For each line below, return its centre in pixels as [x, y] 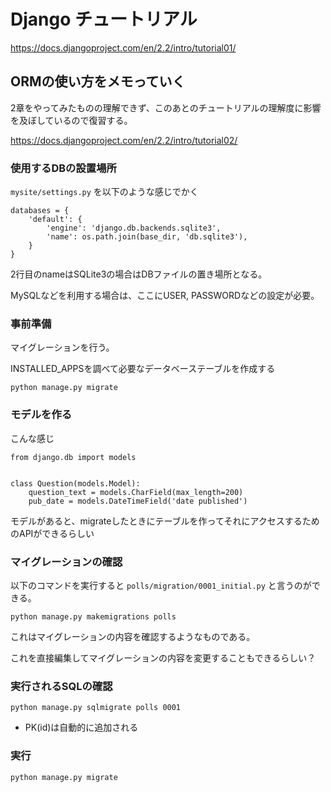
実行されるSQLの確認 [61, 686]
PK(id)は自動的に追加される [81, 727]
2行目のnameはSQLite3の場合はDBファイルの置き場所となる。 [139, 274]
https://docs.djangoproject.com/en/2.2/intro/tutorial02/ [124, 140]
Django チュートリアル [104, 19]
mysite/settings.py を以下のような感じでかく [104, 192]
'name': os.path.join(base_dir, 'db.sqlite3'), [147, 237]
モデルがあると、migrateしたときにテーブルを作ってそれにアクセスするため [165, 521]
